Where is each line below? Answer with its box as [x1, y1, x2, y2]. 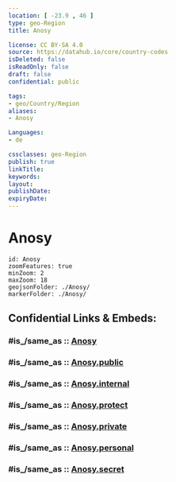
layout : [8, 180, 34, 188]
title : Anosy [8, 26, 52, 34]
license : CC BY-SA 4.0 [8, 41, 83, 49]
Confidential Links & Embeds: [8, 312, 157, 325]
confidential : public [8, 77, 80, 86]
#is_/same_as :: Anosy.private [8, 421, 128, 432]
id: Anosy [8, 255, 41, 263]
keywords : [8, 173, 41, 181]
